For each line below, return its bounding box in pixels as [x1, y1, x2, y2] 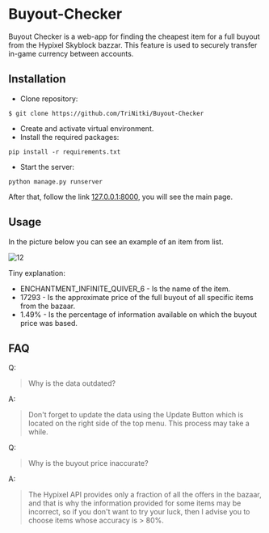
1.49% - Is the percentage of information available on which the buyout [19, 309, 257, 319]
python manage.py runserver [8, 177, 103, 186]
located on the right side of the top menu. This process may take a [27, 418, 250, 429]
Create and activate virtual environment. [19, 123, 154, 133]
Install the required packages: [19, 132, 120, 142]
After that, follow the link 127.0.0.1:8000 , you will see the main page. [8, 192, 233, 201]
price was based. [19, 318, 78, 328]
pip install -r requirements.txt [8, 147, 121, 156]
